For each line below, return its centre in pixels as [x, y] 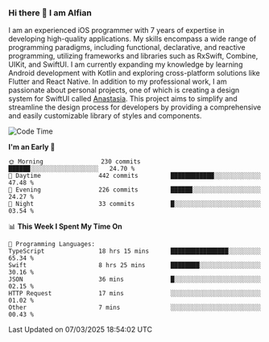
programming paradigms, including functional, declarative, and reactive [127, 47]
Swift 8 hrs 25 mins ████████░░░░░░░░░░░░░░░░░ [135, 266]
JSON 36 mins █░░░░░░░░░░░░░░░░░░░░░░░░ [135, 280]
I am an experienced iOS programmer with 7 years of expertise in [116, 31]
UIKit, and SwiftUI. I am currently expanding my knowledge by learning [126, 64]
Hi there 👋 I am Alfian [50, 13]
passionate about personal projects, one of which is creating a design [124, 90]
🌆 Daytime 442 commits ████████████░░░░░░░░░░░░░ [135, 176]
